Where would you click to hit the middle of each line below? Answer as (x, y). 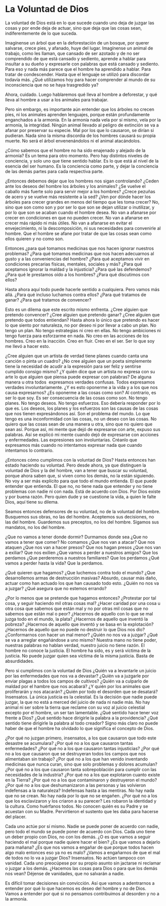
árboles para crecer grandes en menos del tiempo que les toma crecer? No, (82, 202)
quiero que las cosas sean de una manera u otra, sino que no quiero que (79, 424)
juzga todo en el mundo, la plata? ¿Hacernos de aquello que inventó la (77, 619)
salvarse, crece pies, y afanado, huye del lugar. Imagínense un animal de (79, 48)
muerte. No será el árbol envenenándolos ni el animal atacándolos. (73, 141)
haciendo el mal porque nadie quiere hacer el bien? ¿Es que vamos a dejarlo (83, 842)
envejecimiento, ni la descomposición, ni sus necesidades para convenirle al (83, 228)
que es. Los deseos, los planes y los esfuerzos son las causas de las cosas (82, 408)
